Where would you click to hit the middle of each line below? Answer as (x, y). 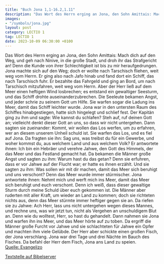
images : (13, 19)
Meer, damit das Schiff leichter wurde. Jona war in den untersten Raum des (81, 107)
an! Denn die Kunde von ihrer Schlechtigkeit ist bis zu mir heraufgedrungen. (81, 65)
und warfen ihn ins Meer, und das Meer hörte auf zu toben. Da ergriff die (78, 221)
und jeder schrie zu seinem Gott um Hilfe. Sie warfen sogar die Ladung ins (80, 102)
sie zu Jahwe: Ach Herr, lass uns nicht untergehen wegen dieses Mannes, (79, 205)
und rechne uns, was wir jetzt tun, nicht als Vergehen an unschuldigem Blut (81, 211)
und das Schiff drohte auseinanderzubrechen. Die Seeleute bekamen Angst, (82, 97)
